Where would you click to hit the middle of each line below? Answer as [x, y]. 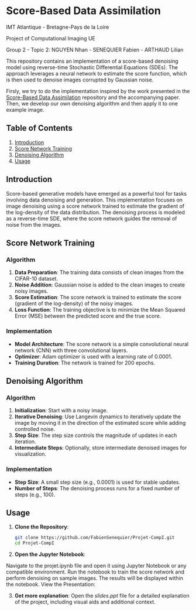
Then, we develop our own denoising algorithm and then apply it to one [92, 103]
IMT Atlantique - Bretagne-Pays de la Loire [58, 27]
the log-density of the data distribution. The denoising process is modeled [96, 212]
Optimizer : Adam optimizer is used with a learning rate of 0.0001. [93, 356]
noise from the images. [34, 224]
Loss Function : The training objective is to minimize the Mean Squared [100, 310]
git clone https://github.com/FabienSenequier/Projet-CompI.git [94, 538]
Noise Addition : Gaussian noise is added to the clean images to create [100, 285]
